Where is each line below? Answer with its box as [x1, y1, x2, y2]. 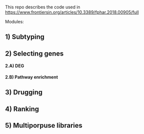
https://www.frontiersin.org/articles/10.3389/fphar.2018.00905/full [5, 9, 139, 15]
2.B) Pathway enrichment [5, 74, 58, 80]
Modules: [5, 19, 24, 24]
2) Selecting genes [5, 49, 64, 57]
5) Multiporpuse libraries [5, 121, 83, 130]
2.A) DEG [5, 63, 24, 69]
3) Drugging [5, 88, 43, 96]
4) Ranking [5, 105, 39, 113]
